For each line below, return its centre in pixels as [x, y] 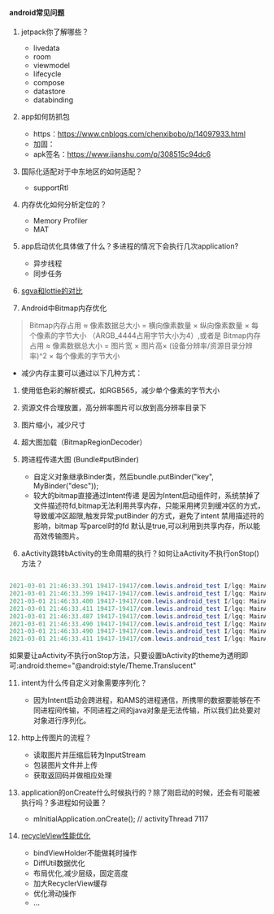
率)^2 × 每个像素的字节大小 [74, 356]
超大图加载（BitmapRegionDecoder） [84, 442]
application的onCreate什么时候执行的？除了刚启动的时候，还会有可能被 [140, 793]
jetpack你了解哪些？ [55, 32]
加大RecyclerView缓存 [70, 884]
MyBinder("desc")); [66, 486]
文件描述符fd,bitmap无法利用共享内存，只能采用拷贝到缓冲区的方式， [149, 506]
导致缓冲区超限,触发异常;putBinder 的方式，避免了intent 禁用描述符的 [149, 516]
